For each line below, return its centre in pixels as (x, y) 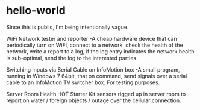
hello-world (36, 11)
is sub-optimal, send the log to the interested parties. (72, 58)
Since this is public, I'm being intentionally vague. (67, 27)
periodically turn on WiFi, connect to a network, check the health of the (95, 45)
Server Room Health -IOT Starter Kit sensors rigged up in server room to (96, 94)
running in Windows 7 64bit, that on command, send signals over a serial (97, 76)
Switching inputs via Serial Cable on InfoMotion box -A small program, (93, 69)
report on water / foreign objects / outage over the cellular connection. (94, 100)
